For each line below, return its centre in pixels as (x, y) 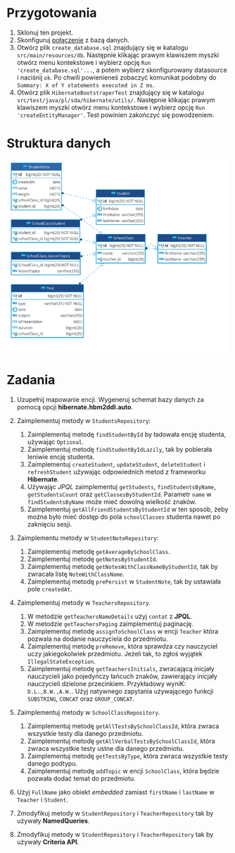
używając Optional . (56, 441)
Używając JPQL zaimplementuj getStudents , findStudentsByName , (121, 486)
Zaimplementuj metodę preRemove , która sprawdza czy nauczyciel (122, 646)
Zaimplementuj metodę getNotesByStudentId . (92, 559)
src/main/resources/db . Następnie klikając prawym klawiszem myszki (118, 55)
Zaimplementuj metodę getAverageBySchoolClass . (99, 551)
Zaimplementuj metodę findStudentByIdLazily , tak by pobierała (120, 449)
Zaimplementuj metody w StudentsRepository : (84, 420)
